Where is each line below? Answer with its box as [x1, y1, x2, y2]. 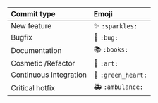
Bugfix [11, 32, 33, 42]
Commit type [11, 9, 56, 18]
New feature [11, 21, 52, 30]
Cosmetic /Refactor [11, 59, 75, 68]
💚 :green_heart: [93, 70, 147, 80]
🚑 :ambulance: [93, 82, 144, 91]
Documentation [11, 45, 62, 55]
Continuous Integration [11, 70, 87, 80]
